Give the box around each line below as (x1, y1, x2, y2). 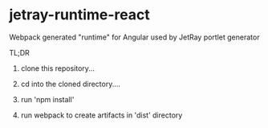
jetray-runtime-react (9, 6, 151, 24)
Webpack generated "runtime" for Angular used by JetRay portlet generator (9, 32, 260, 42)
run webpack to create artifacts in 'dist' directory (20, 110, 183, 120)
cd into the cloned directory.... (20, 79, 121, 89)
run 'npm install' (20, 94, 75, 104)
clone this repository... (20, 63, 95, 73)
